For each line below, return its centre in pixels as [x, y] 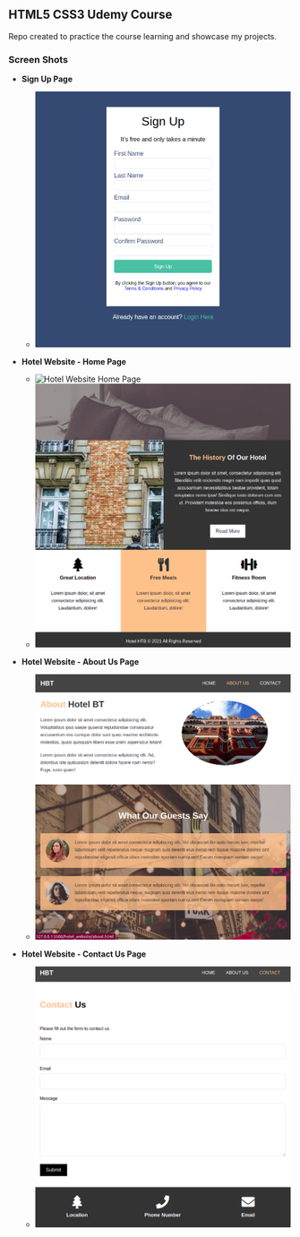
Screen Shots [39, 59]
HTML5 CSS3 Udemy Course [90, 15]
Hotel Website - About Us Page [80, 661]
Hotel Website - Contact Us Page [84, 954]
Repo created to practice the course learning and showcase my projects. [143, 36]
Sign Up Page [47, 79]
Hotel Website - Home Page [74, 361]
